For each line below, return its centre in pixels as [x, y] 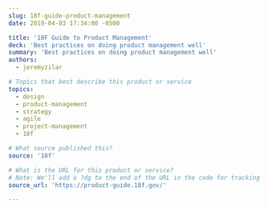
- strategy [34, 112]
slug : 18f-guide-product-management [69, 16]
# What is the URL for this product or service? [91, 170]
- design [30, 97]
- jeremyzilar [39, 68]
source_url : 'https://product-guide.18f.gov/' [87, 185]
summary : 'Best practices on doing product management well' [113, 53]
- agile [28, 119]
